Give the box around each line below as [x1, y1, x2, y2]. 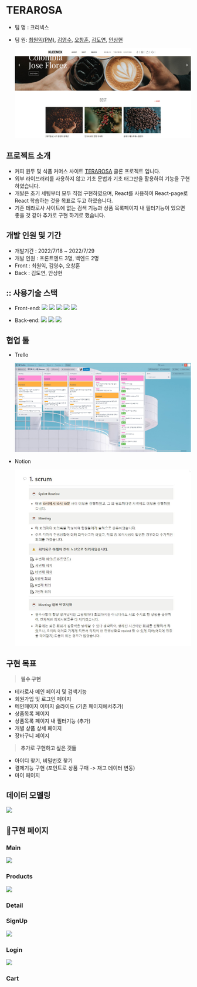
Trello [14, 351, 29, 358]
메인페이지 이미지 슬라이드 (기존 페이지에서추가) [14, 703, 124, 710]
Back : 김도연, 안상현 [14, 269, 63, 276]
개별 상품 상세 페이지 [14, 724, 62, 731]
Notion [14, 458, 31, 465]
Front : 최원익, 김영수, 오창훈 [14, 262, 80, 269]
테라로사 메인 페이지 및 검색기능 [14, 688, 87, 695]
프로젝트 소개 [6, 151, 51, 161]
